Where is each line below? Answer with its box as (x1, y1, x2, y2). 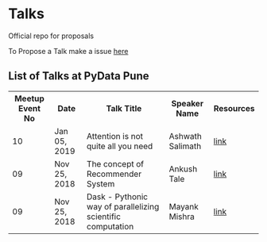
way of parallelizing (86, 201, 160, 212)
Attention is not (86, 130, 143, 141)
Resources (213, 102, 255, 113)
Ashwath (168, 130, 203, 141)
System (86, 178, 115, 189)
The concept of (86, 158, 145, 169)
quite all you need (86, 140, 153, 152)
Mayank (168, 201, 199, 212)
